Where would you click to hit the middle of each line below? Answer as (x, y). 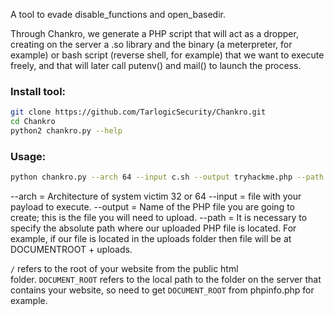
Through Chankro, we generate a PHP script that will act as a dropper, (154, 33)
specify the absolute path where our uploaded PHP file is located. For (153, 228)
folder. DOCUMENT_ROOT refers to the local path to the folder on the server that (166, 280)
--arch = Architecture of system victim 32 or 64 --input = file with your (156, 196)
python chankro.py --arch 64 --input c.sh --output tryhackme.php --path (167, 177)
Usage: (28, 156)
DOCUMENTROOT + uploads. (71, 250)
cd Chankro (33, 122)
